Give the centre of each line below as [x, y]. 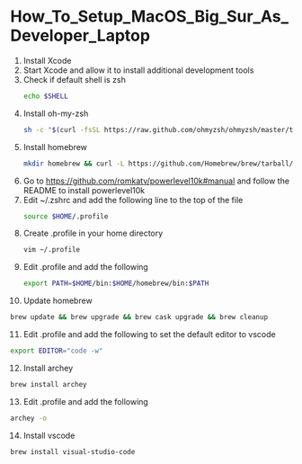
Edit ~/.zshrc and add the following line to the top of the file [133, 200]
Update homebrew [58, 301]
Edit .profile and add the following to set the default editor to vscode [150, 335]
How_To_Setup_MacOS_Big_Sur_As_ [150, 17]
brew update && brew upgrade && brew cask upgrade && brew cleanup [139, 317]
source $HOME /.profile [66, 216]
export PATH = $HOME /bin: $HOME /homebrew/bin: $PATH [116, 284]
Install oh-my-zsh [56, 113]
